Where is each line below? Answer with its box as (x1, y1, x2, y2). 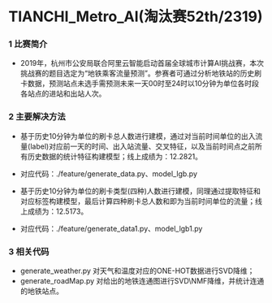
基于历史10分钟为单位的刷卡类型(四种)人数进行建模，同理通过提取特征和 (19, 186, 261, 196)
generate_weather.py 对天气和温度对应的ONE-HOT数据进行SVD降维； (19, 266, 255, 276)
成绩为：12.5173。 (27, 206, 89, 216)
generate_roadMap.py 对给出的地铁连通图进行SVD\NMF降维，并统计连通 (19, 276, 265, 286)
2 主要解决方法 (8, 111, 67, 123)
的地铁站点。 (19, 286, 63, 297)
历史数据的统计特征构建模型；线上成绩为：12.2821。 (27, 151, 203, 161)
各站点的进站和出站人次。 (19, 89, 106, 98)
